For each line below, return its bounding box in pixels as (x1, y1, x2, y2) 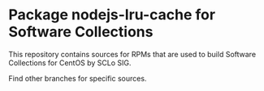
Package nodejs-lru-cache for (8, 6, 216, 24)
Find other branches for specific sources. (8, 73, 147, 83)
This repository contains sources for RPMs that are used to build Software (8, 49, 257, 59)
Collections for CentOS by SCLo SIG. (8, 58, 132, 68)
